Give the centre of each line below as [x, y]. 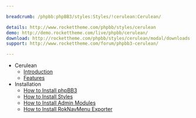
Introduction [38, 72]
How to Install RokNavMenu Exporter [68, 109]
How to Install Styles [48, 97]
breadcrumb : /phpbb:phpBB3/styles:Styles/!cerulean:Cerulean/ [84, 16]
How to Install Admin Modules [59, 103]
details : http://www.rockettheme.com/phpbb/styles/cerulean [81, 27]
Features [34, 78]
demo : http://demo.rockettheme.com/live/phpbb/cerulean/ [77, 33]
